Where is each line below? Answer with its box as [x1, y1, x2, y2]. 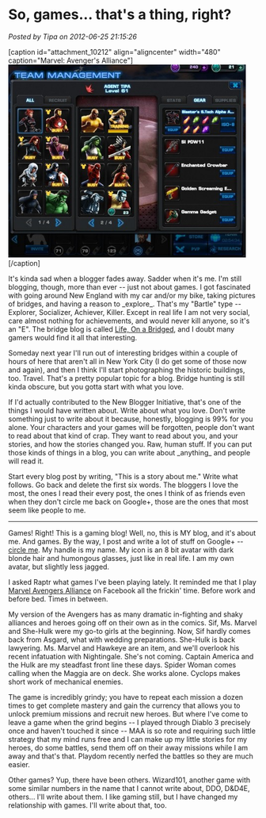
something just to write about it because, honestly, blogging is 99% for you [8, 414, 253, 424]
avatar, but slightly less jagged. [8, 562, 109, 571]
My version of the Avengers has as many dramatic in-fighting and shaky [8, 609, 243, 619]
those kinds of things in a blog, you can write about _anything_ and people [8, 447, 251, 457]
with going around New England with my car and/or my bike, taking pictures [8, 290, 256, 300]
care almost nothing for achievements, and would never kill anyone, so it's [8, 316, 250, 325]
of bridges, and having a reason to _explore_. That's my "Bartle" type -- [8, 299, 241, 309]
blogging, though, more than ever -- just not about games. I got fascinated [8, 282, 251, 291]
